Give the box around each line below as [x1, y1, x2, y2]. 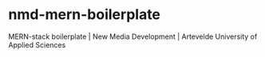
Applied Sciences [8, 40, 66, 49]
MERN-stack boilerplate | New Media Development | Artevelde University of [8, 32, 258, 41]
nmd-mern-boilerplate [8, 6, 161, 24]
